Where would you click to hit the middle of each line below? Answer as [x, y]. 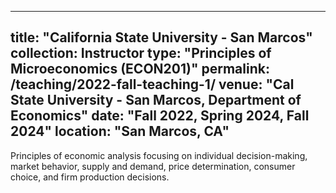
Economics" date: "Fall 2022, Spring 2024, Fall [160, 116]
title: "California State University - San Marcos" [161, 37]
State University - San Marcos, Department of [156, 100]
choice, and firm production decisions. [90, 177]
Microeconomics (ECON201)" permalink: [140, 69]
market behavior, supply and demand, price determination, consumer [153, 166]
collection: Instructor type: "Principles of [141, 53]
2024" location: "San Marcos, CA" [120, 131]
